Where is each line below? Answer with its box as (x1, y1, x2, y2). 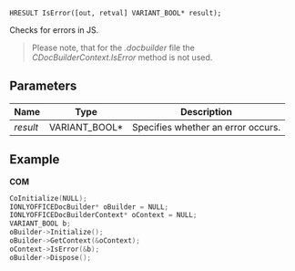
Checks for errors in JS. (9, 25, 99, 36)
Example (9, 151, 60, 168)
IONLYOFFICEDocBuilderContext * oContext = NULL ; (9, 211, 198, 220)
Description (180, 105, 232, 118)
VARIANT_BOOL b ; (9, 219, 71, 228)
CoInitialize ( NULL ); (9, 193, 88, 203)
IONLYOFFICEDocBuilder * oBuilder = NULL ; (9, 202, 169, 212)
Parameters (9, 78, 77, 94)
